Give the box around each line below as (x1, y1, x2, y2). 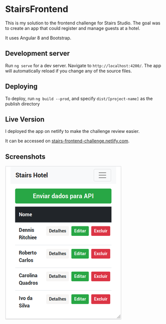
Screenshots (5, 152, 46, 161)
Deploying (5, 82, 38, 91)
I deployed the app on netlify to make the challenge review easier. (5, 128, 140, 134)
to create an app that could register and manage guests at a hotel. (5, 25, 141, 31)
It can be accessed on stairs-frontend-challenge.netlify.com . (5, 138, 130, 144)
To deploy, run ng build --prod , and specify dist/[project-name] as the (5, 96, 153, 102)
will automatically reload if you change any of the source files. (5, 68, 132, 74)
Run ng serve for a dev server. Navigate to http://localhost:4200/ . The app (5, 62, 162, 68)
